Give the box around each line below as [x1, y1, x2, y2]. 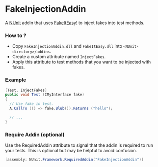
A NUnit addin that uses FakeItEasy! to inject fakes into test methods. [5, 20, 145, 26]
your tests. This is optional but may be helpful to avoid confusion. [5, 147, 137, 153]
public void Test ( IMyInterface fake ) [5, 92, 84, 97]
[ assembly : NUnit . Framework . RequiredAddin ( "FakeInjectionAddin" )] [5, 157, 144, 162]
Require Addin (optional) [5, 131, 65, 138]
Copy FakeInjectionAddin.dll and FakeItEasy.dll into [12, 43, 123, 49]
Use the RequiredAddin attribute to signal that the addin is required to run [5, 142, 154, 148]
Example [5, 76, 26, 83]
